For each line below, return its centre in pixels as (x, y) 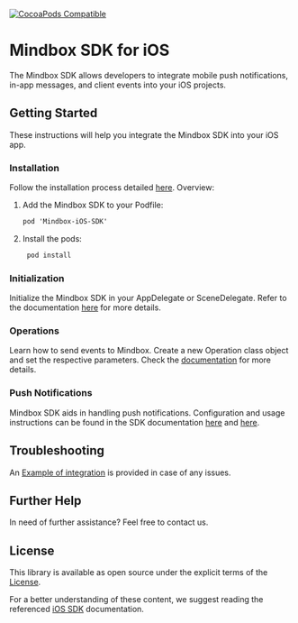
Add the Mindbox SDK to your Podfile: (93, 205)
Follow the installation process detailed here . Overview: (112, 188)
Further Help (45, 500)
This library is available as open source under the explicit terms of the (139, 573)
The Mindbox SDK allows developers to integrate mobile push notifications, (149, 75)
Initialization (37, 278)
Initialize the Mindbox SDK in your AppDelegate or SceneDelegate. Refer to (148, 298)
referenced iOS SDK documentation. (77, 609)
